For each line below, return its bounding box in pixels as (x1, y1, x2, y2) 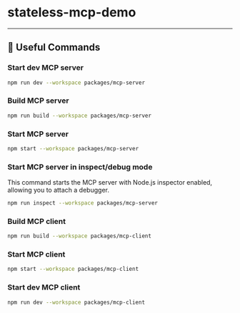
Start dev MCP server (7, 63, 84, 73)
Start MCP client (7, 250, 66, 260)
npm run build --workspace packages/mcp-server (7, 112, 152, 119)
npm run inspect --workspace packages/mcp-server (7, 200, 159, 207)
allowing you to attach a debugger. (7, 186, 109, 195)
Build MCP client (7, 216, 66, 226)
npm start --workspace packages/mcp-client (7, 265, 139, 273)
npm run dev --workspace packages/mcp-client (7, 299, 145, 306)
